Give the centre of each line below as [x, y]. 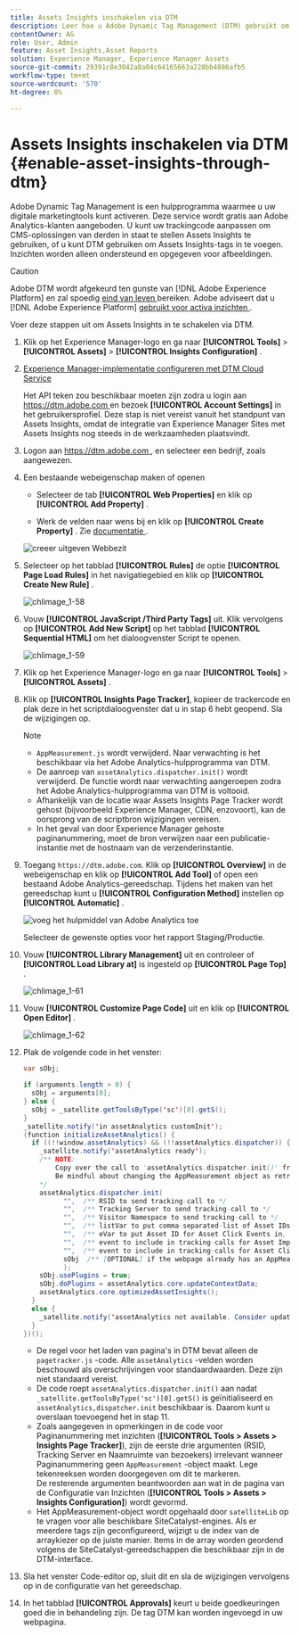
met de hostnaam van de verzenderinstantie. [152, 847]
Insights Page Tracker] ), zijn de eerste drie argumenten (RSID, [151, 1445]
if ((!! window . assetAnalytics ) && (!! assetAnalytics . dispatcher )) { [161, 1143]
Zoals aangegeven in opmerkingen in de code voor [129, 1426]
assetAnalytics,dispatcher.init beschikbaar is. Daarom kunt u [153, 1408]
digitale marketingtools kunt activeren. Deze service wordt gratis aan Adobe [149, 216]
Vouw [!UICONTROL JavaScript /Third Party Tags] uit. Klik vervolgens [153, 619]
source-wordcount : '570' [56, 84]
